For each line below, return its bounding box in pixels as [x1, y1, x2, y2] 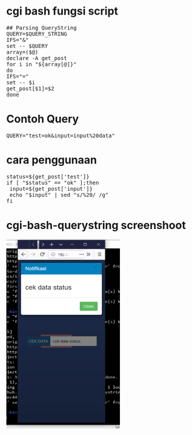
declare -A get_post [6, 55, 68, 61]
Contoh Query [6, 112, 79, 126]
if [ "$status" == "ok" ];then [6, 179, 99, 186]
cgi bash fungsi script [6, 4, 119, 18]
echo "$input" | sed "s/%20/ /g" [9, 191, 109, 198]
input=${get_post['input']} [9, 185, 93, 192]
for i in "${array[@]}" [6, 61, 77, 67]
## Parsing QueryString [6, 24, 77, 31]
